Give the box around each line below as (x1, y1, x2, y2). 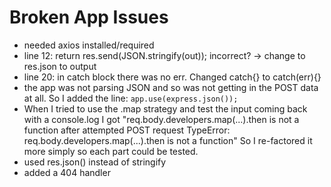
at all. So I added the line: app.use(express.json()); (23, 92, 239, 104)
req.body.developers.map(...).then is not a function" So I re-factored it (23, 134, 313, 146)
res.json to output (23, 60, 97, 72)
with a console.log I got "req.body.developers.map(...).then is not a (23, 113, 300, 125)
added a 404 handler (23, 166, 111, 178)
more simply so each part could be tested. (23, 145, 199, 157)
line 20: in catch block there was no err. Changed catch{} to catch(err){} (23, 71, 322, 83)
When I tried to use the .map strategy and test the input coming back (23, 102, 308, 115)
